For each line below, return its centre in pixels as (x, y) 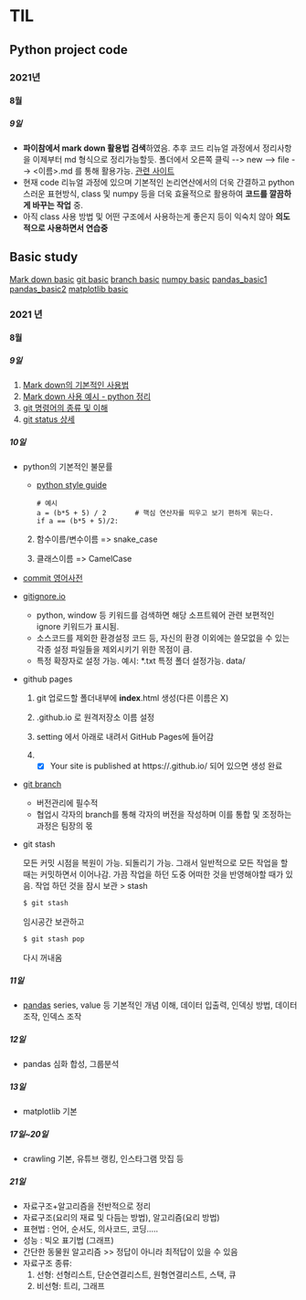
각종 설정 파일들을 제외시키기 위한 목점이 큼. (114, 650)
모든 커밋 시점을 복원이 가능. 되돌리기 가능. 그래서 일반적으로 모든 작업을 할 (155, 863)
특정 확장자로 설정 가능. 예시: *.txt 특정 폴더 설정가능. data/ (141, 661)
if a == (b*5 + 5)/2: (77, 522)
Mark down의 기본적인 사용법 (76, 386)
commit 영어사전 (53, 578)
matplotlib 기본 (50, 1112)
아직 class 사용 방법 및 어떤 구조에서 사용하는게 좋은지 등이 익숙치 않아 (148, 217)
